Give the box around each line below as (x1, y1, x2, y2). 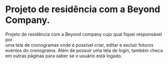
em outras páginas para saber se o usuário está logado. (5, 52, 122, 59)
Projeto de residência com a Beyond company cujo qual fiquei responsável (5, 31, 162, 37)
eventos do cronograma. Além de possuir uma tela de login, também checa (5, 47, 163, 53)
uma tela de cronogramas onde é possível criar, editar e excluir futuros (5, 42, 154, 48)
